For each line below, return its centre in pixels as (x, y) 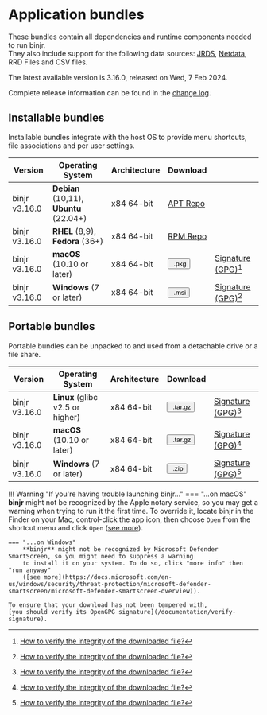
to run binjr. (27, 45)
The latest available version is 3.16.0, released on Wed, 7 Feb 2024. (118, 77)
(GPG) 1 (228, 269)
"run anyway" (30, 570)
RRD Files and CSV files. (48, 62)
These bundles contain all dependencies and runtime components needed (130, 37)
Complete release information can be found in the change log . (110, 92)
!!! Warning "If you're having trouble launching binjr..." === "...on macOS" (128, 494)
